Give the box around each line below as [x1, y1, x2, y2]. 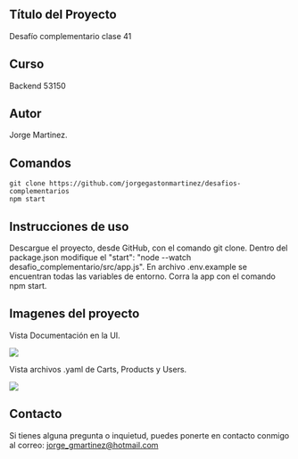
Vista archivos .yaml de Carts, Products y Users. [9, 364, 187, 374]
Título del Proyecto [9, 7, 118, 22]
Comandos [9, 155, 71, 170]
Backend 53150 [9, 80, 67, 91]
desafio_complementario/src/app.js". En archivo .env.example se [9, 262, 248, 273]
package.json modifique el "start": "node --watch [9, 252, 192, 263]
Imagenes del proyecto [9, 307, 140, 322]
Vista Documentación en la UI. [9, 330, 120, 340]
